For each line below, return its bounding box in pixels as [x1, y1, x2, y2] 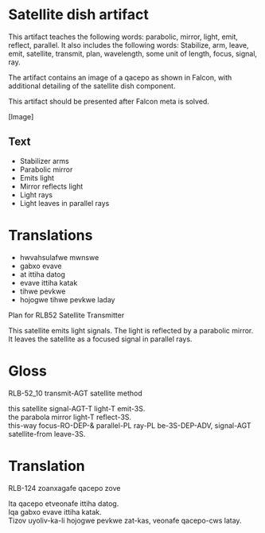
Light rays [19, 189, 53, 200]
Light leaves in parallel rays [19, 198, 110, 208]
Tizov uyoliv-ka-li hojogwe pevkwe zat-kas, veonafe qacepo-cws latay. [8, 515, 242, 525]
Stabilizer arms [19, 156, 69, 165]
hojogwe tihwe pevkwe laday [19, 294, 115, 304]
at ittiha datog [19, 269, 66, 279]
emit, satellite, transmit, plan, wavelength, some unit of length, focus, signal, [8, 49, 257, 58]
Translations [8, 226, 93, 244]
